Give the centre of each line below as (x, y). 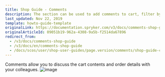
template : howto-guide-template (38, 23)
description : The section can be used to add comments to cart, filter (80, 14)
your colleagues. (22, 69)
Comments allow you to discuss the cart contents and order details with (78, 64)
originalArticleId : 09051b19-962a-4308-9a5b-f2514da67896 (66, 32)
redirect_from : (21, 37)
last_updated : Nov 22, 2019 (34, 19)
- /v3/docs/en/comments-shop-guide (46, 46)
